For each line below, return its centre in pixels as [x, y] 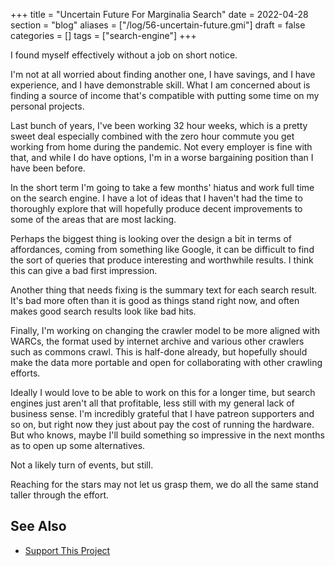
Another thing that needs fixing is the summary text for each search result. [164, 290]
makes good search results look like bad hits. [103, 311]
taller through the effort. [60, 495]
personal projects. [47, 106]
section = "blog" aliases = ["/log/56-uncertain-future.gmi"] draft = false [158, 25]
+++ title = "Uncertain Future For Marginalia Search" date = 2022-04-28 [159, 14]
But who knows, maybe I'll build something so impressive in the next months [167, 435]
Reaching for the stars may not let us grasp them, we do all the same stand [164, 484]
